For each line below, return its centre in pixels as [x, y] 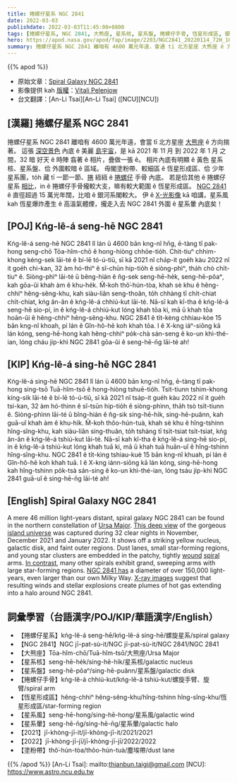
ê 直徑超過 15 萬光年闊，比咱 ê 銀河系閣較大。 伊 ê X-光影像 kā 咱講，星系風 [118, 194]
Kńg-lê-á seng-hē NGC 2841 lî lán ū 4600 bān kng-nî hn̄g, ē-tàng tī [105, 243]
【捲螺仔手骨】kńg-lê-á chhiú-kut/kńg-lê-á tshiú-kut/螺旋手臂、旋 [114, 680]
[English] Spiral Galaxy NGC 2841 [82, 501]
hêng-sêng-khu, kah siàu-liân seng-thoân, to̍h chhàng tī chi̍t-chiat [120, 293]
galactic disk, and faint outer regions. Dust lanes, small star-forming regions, [118, 548]
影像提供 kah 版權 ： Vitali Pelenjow [67, 90]
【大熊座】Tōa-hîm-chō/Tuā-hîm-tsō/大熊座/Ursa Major [98, 653]
